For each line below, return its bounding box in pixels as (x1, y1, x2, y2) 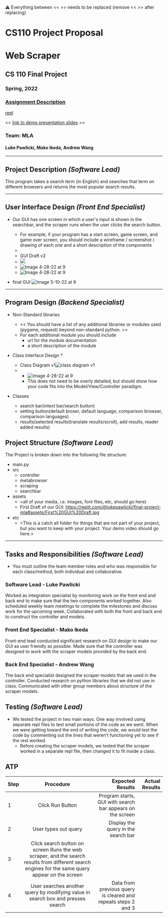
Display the (108, 819, 135, 826)
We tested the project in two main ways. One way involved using (12, 716, 146, 722)
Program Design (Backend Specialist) (5, 298, 124, 307)
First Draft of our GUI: (19, 504, 64, 510)
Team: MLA (5, 132, 34, 139)
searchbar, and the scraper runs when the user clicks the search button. (12, 222, 161, 228)
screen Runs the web (32, 846, 82, 853)
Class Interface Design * (12, 352, 63, 358)
